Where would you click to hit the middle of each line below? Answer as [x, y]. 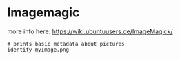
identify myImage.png [38, 50]
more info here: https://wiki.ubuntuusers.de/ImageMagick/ [90, 31]
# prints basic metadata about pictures [66, 44]
